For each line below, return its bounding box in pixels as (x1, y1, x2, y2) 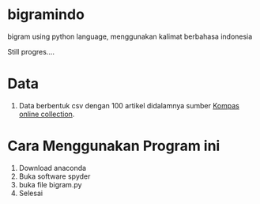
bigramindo (7, 6, 85, 24)
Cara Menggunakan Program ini (7, 137, 220, 155)
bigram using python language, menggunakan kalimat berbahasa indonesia (7, 32, 253, 41)
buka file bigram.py (18, 179, 82, 189)
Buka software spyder (18, 172, 91, 181)
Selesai (18, 188, 43, 198)
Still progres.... (7, 47, 55, 56)
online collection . (18, 109, 75, 119)
